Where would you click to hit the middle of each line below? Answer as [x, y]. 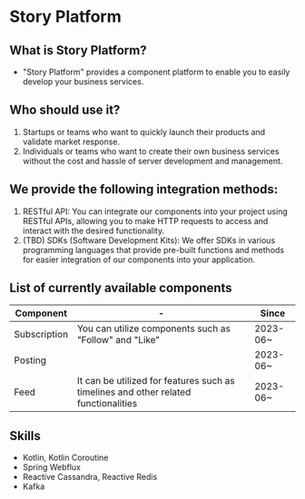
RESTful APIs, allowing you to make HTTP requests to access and [145, 220]
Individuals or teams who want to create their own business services [151, 151]
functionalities [107, 404]
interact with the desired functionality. [93, 230]
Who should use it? [65, 110]
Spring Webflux [52, 467]
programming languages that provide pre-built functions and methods [153, 249]
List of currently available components [121, 288]
